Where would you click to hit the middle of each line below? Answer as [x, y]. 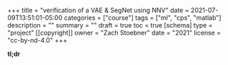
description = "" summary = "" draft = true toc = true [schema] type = [110, 25]
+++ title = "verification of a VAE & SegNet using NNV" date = [98, 10]
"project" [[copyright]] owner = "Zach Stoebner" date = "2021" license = [114, 32]
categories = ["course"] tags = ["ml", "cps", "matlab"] [143, 18]
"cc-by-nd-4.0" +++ [38, 40]
